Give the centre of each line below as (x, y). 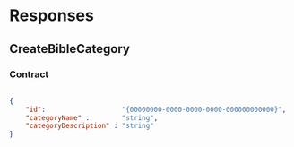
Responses (52, 16)
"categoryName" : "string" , (92, 117)
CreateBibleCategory (69, 49)
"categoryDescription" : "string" (90, 126)
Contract (29, 74)
